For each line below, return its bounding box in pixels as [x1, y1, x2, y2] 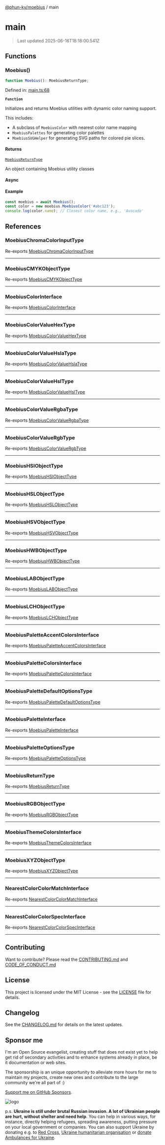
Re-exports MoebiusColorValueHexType [5, 333, 87, 339]
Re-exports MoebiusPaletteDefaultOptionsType [5, 699, 101, 705]
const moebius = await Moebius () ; [5, 199, 76, 204]
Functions [5, 52, 37, 61]
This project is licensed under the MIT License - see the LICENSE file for [5, 989, 151, 995]
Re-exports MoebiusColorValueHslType [5, 389, 85, 395]
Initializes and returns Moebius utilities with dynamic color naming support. [5, 105, 157, 111]
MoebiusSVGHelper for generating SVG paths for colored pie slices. [12, 135, 145, 141]
